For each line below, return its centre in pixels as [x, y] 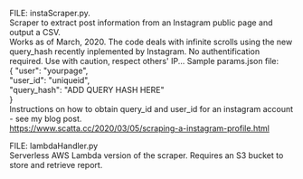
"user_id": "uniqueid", [50, 80]
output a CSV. [35, 32]
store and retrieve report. [56, 165]
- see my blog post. [46, 118]
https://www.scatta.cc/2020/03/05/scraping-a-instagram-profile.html [139, 128]
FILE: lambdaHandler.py [54, 146]
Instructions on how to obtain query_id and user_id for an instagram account [151, 109]
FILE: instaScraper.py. [50, 13]
